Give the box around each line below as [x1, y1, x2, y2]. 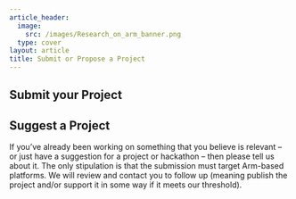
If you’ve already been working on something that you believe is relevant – [9, 142, 283, 153]
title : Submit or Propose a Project [9, 54, 145, 63]
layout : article [9, 46, 70, 55]
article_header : [9, 12, 70, 22]
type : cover [17, 37, 62, 47]
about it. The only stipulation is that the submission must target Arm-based [9, 161, 284, 171]
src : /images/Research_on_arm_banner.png [25, 29, 181, 38]
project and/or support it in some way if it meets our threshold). [9, 179, 243, 190]
